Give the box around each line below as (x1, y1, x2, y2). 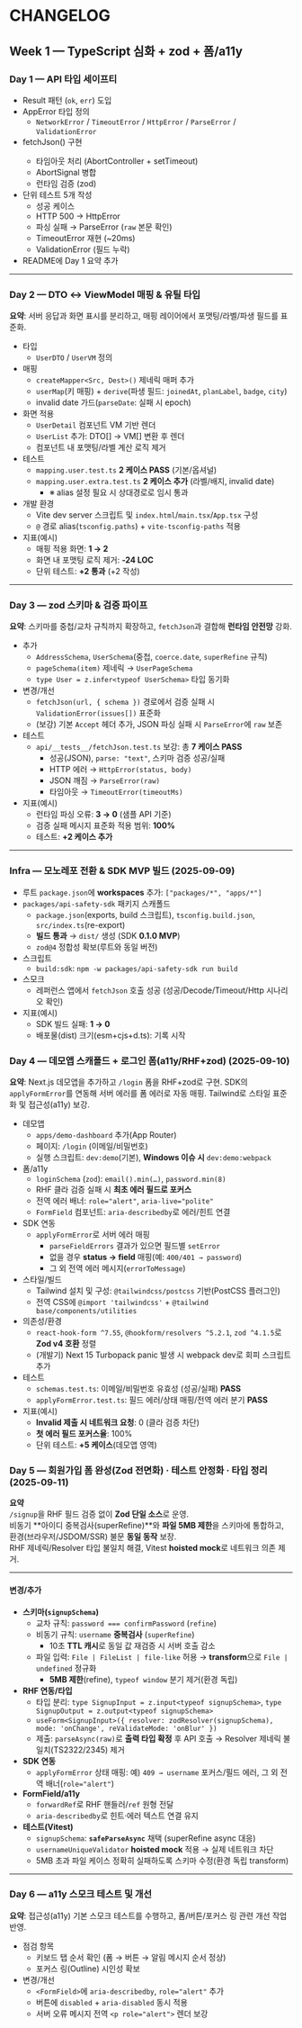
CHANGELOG (9, 5, 111, 26)
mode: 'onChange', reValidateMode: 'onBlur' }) (35, 1724, 218, 1733)
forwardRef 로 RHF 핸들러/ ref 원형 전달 (35, 1798, 174, 1809)
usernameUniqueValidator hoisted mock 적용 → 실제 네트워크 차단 (35, 1843, 274, 1854)
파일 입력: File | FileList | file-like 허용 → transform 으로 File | (35, 1651, 289, 1662)
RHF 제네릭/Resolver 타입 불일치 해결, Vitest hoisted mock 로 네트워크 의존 (9, 1543, 277, 1554)
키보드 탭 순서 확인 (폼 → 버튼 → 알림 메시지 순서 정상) (35, 1951, 226, 1962)
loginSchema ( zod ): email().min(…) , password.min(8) (35, 1174, 226, 1185)
